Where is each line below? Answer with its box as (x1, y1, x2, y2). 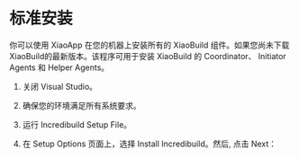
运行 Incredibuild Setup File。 (22, 118, 132, 130)
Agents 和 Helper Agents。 (9, 62, 110, 73)
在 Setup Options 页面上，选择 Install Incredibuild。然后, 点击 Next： (22, 138, 277, 149)
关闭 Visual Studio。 (22, 81, 97, 92)
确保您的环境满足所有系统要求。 (22, 100, 141, 110)
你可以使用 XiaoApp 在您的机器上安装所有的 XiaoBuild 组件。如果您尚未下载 (9, 39, 290, 50)
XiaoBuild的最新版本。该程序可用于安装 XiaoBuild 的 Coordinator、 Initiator (9, 50, 286, 61)
